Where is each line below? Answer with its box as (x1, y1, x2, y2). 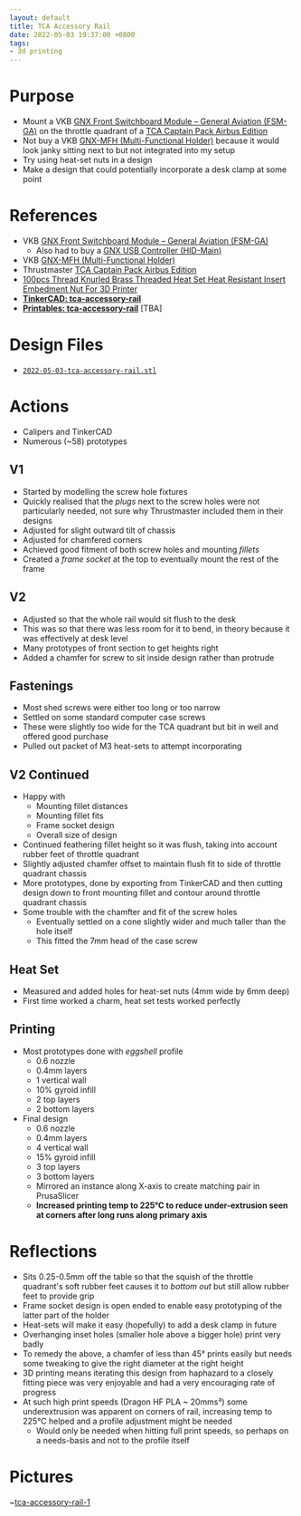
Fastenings (9, 678, 74, 693)
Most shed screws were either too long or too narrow (22, 702, 221, 713)
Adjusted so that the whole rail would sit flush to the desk (22, 613, 237, 624)
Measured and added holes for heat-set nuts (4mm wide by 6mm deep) (22, 985, 290, 997)
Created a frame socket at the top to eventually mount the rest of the (22, 554, 279, 565)
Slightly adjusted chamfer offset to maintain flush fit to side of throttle (22, 858, 282, 870)
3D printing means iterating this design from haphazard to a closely (22, 1367, 274, 1378)
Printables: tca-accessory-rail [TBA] (22, 303, 163, 314)
